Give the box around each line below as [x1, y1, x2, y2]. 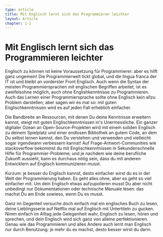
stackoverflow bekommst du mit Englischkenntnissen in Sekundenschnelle [5, 145, 155, 151]
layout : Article [5, 16, 38, 21]
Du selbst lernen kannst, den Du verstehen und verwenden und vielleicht [5, 135, 151, 141]
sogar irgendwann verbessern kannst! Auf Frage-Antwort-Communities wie [5, 140, 157, 146]
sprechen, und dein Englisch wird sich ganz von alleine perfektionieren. [5, 216, 148, 222]
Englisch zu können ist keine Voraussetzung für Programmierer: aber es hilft [5, 68, 158, 74]
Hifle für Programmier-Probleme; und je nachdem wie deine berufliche [5, 151, 146, 156]
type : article [5, 7, 34, 12]
